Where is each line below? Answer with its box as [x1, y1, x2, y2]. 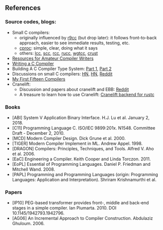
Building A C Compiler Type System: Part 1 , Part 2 [12, 66, 112, 71]
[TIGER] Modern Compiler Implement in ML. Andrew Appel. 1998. [12, 141, 143, 146]
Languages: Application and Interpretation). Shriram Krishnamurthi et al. [12, 177, 157, 182]
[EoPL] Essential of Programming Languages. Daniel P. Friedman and [12, 161, 151, 167]
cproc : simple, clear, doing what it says [19, 45, 98, 51]
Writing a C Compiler [12, 60, 54, 66]
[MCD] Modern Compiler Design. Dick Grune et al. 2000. [12, 135, 126, 141]
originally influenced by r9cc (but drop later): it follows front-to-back [19, 35, 157, 40]
